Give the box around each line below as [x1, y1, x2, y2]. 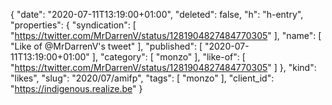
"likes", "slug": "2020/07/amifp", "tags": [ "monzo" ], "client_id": [10, 72, 275, 84]
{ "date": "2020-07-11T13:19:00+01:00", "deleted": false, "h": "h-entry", [10, 9, 304, 20]
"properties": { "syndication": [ [10, 19, 137, 31]
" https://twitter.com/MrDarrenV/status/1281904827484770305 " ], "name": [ [10, 30, 322, 41]
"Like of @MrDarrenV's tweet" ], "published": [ [10, 40, 203, 52]
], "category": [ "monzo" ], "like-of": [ [91, 51, 246, 63]
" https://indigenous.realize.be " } [10, 83, 143, 94]
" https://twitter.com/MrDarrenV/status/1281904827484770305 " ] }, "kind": [10, 62, 317, 73]
